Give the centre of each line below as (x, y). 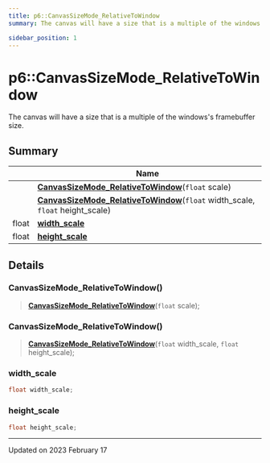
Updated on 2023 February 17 (58, 450)
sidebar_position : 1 (43, 38)
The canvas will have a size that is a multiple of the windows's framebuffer (132, 117)
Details (26, 265)
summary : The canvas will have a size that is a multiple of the (120, 23)
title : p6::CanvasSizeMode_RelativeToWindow (84, 16)
